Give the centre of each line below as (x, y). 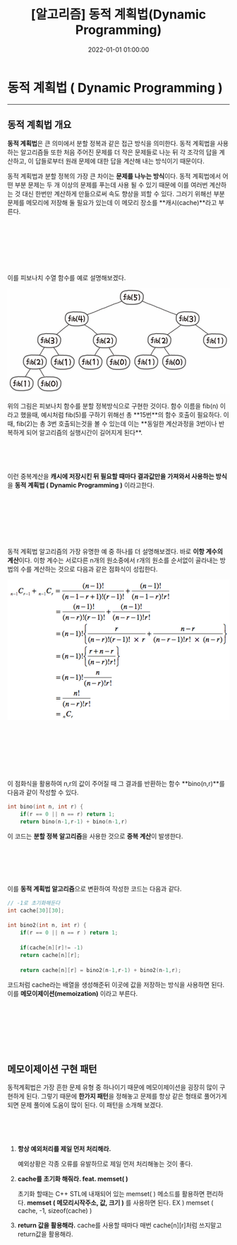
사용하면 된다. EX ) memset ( (173, 1203)
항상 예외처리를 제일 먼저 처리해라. (64, 1149)
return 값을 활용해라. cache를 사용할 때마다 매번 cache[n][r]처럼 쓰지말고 (120, 1225)
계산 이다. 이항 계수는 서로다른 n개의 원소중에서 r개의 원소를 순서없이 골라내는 (113, 560)
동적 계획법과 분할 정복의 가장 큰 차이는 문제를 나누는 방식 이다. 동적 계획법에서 (114, 176)
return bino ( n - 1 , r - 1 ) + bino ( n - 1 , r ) (74, 821)
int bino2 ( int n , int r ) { (47, 925)
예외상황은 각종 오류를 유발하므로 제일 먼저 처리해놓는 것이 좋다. (105, 1164)
